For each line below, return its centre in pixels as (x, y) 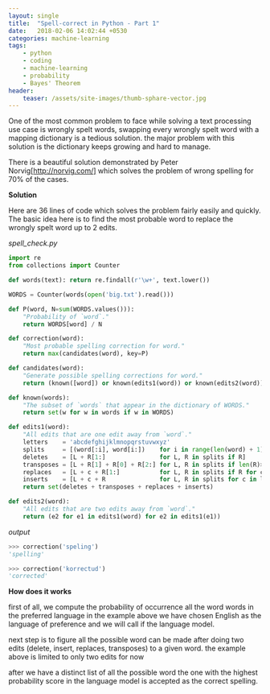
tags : (17, 46)
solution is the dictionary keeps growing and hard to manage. (110, 147)
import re (25, 258)
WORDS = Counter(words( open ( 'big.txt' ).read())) (91, 295)
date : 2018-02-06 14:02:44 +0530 (68, 31)
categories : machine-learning (59, 38)
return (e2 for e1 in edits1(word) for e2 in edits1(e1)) (122, 516)
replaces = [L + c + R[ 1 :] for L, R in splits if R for (140, 472)
